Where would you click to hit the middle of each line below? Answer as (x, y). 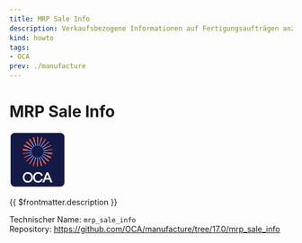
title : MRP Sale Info (50, 19)
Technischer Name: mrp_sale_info (73, 219)
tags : (19, 48)
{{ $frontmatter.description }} (64, 202)
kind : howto (31, 38)
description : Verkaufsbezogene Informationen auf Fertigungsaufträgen (144, 28)
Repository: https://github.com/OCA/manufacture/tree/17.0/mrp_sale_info (145, 229)
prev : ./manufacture (48, 66)
